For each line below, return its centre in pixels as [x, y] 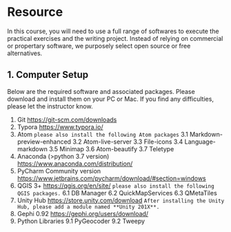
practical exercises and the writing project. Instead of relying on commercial [115, 38]
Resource [35, 12]
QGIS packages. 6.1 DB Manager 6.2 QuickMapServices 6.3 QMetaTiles [117, 193]
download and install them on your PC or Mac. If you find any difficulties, [110, 99]
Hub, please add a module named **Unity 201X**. [88, 207]
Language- [200, 142]
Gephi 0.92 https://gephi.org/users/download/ [83, 213]
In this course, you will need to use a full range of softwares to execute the [113, 31]
